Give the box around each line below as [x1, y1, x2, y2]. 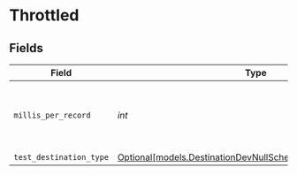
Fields [9, 41, 44, 56]
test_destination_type [13, 152, 109, 162]
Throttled [9, 5, 80, 26]
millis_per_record [13, 110, 91, 120]
